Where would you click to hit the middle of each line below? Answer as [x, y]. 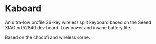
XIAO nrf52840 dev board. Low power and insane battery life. [68, 27]
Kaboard [23, 9]
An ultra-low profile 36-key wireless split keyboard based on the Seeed [78, 22]
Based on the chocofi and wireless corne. [48, 37]
